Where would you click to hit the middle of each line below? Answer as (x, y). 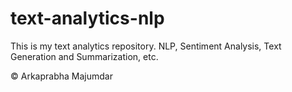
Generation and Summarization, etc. (84, 56)
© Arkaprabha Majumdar (61, 76)
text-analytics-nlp (87, 18)
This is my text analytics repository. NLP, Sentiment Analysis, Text (146, 46)
